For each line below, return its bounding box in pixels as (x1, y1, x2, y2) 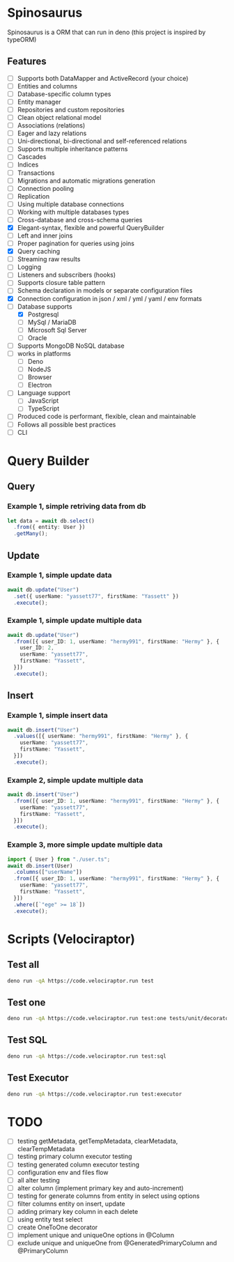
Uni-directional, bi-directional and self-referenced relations (17, 137, 187, 146)
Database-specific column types (17, 89, 111, 98)
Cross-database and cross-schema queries (17, 215, 143, 224)
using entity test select (17, 1215, 83, 1224)
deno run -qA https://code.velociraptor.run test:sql (7, 1052, 167, 1060)
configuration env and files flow (17, 1168, 109, 1176)
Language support (17, 389, 71, 397)
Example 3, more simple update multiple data (7, 840, 163, 849)
